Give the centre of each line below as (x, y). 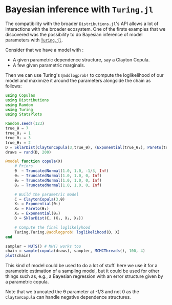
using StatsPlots (24, 114)
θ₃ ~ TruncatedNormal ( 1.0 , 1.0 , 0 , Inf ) (58, 185)
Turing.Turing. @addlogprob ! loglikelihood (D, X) (67, 232)
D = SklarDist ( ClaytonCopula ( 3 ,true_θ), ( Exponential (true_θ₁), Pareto (83, 147)
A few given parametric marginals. (49, 65)
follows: (14, 86)
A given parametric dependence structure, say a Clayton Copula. (81, 59)
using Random (19, 105)
